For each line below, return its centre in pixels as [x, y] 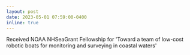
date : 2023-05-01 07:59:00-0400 [46, 17]
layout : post [22, 12]
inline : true [22, 22]
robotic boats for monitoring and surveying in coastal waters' [82, 46]
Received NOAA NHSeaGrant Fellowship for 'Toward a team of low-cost [95, 40]
